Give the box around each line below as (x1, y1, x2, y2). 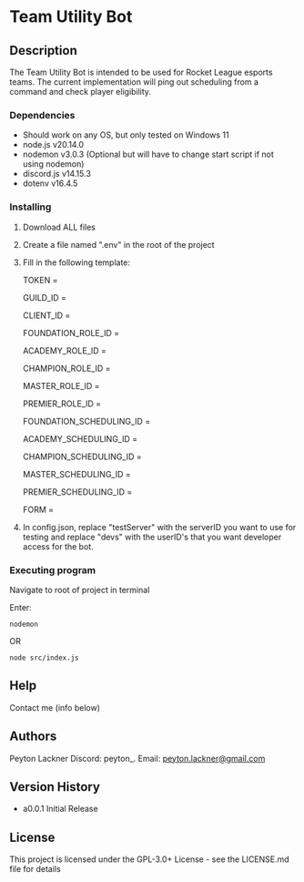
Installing (9, 200, 52, 213)
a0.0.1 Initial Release (22, 804, 98, 815)
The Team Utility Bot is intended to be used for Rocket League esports (9, 67, 273, 77)
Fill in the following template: (22, 257, 130, 268)
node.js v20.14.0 (22, 139, 85, 150)
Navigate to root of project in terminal (9, 584, 150, 595)
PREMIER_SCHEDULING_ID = (22, 486, 133, 497)
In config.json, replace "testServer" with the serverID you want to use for (22, 521, 297, 532)
